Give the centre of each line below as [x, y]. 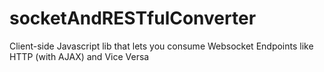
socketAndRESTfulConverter [133, 18]
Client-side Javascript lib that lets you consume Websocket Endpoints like [161, 46]
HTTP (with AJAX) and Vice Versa [79, 56]
